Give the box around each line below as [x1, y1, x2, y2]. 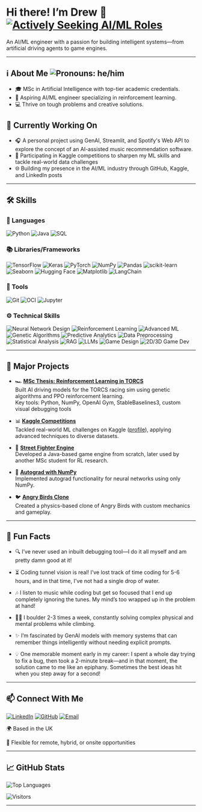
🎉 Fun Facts [6, 531, 51, 542]
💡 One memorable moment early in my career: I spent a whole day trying [14, 650, 195, 657]
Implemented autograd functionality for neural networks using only [14, 475, 181, 482]
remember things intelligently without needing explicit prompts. [14, 639, 172, 646]
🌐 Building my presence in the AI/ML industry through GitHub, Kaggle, [14, 164, 189, 172]
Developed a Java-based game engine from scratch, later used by [14, 450, 179, 457]
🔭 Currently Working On [6, 120, 97, 131]
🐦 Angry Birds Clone [14, 493, 69, 501]
